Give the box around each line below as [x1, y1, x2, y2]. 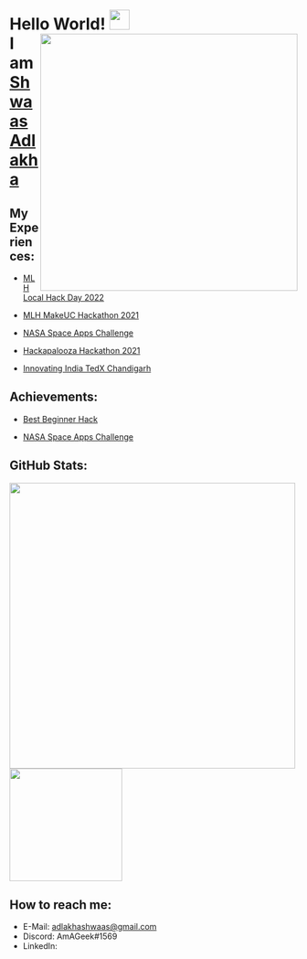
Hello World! [9, 14, 106, 35]
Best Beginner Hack [22, 413, 99, 424]
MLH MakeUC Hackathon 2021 [22, 310, 140, 320]
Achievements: [9, 389, 99, 405]
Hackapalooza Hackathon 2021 [22, 346, 141, 356]
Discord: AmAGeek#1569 [22, 931, 118, 942]
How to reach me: [9, 897, 112, 913]
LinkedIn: [22, 941, 58, 952]
